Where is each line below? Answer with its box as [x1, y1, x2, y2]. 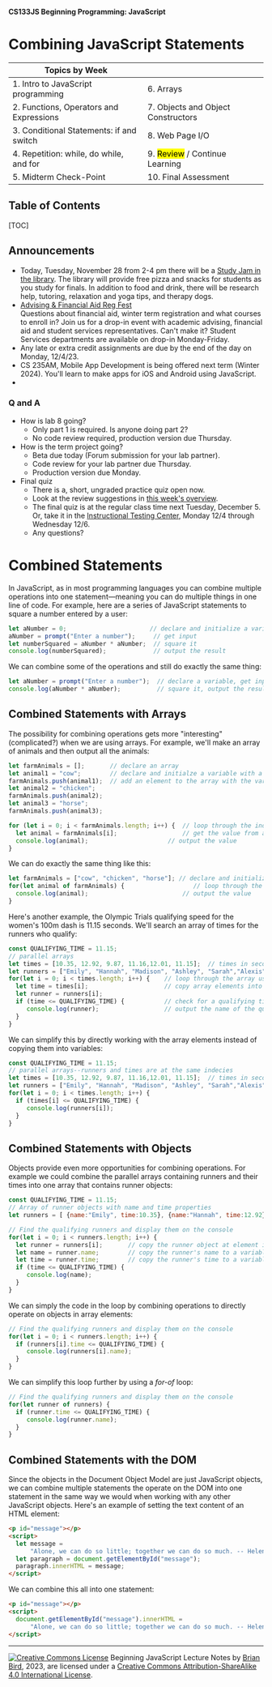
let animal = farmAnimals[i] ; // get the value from [15, 829, 259, 837]
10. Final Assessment [147, 171, 230, 182]
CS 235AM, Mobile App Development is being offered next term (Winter [19, 360, 260, 369]
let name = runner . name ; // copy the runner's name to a [15, 1248, 237, 1257]
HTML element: [8, 1509, 60, 1518]
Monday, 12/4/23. [19, 352, 79, 361]
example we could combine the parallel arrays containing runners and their [8, 1172, 259, 1181]
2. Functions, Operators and [12, 101, 119, 113]
